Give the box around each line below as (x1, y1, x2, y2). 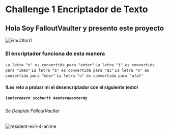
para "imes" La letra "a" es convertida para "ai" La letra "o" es (5, 68, 149, 73)
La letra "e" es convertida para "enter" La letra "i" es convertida (5, 63, 155, 68)
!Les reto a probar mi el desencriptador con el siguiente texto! (5, 84, 138, 90)
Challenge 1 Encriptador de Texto (5, 4, 148, 15)
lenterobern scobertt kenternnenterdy (5, 96, 88, 101)
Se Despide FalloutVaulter (5, 108, 60, 114)
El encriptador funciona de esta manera (5, 50, 105, 57)
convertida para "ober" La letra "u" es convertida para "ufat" (5, 73, 144, 78)
